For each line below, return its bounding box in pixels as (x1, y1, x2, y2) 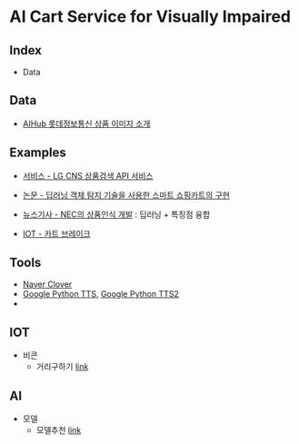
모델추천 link (35, 425, 82, 436)
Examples (9, 145, 66, 161)
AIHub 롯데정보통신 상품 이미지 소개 (22, 118, 151, 129)
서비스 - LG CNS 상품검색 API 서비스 (22, 170, 154, 181)
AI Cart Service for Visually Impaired (9, 6, 292, 27)
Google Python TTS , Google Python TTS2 (22, 289, 180, 300)
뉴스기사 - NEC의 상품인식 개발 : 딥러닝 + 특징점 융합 (22, 209, 211, 220)
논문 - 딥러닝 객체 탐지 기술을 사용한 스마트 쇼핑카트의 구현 (22, 189, 230, 201)
